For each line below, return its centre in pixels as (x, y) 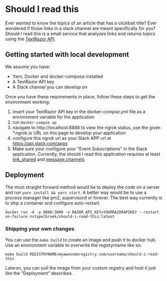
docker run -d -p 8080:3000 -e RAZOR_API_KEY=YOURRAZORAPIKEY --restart (82, 212)
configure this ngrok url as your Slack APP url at (62, 138)
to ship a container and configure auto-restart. (53, 203)
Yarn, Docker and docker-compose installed (58, 76)
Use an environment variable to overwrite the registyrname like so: (74, 245)
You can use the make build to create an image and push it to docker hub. (81, 240)
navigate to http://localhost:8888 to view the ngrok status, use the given (86, 127)
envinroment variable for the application (53, 117)
